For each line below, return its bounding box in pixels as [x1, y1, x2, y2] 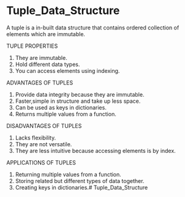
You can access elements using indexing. [15, 67, 120, 74]
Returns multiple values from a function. [15, 110, 116, 117]
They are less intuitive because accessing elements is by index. [15, 147, 176, 154]
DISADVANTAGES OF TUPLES [6, 122, 82, 129]
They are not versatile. [15, 140, 72, 147]
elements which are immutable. [6, 30, 86, 37]
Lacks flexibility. [15, 134, 56, 141]
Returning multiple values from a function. [15, 171, 121, 178]
